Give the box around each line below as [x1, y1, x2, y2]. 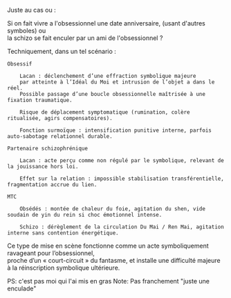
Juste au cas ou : [7, 6, 57, 14]
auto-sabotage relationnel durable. [7, 133, 113, 140]
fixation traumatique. [7, 97, 73, 103]
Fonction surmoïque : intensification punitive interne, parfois [19, 127, 212, 134]
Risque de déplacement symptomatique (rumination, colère [19, 109, 190, 116]
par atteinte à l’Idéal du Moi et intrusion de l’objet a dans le [19, 79, 215, 86]
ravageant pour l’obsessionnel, [7, 249, 95, 257]
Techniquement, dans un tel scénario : [7, 48, 116, 55]
